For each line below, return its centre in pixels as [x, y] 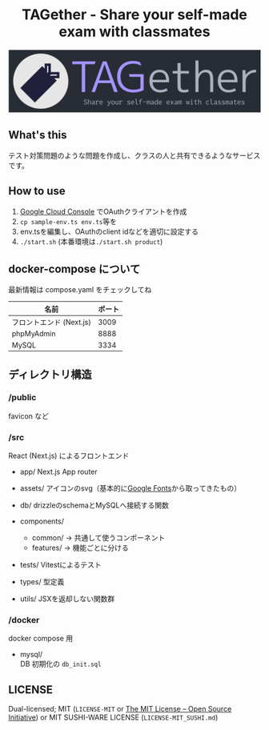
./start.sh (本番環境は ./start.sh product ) [91, 241]
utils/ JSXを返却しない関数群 [67, 599]
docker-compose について [74, 269]
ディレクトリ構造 [50, 374]
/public [22, 398]
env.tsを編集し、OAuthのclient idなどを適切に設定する [109, 231]
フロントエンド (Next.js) [52, 323]
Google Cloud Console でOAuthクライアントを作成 [103, 211]
